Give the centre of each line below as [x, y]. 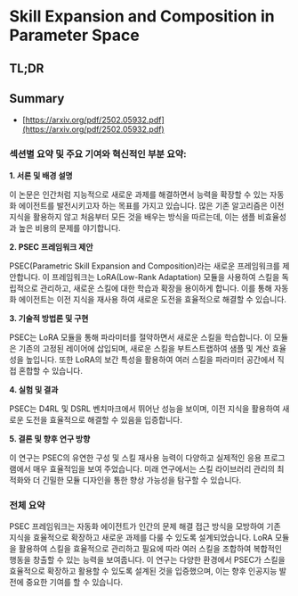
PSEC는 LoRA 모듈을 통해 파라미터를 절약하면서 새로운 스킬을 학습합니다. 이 [141, 337]
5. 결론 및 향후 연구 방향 [50, 438]
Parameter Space [74, 35]
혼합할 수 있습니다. [50, 370]
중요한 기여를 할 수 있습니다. [74, 582]
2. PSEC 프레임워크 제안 [51, 246]
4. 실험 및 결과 [34, 389]
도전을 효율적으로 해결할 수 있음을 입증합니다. [104, 419]
